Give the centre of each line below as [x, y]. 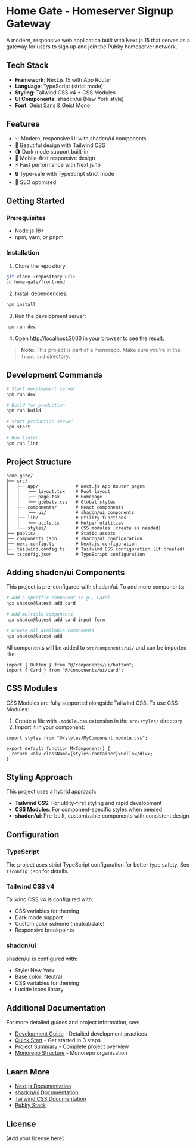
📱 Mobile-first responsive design [55, 158]
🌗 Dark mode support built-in [52, 151]
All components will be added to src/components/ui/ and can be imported [97, 647]
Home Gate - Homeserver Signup [90, 11]
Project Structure [39, 462]
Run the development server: [50, 316]
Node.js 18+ [29, 231]
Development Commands [55, 375]
